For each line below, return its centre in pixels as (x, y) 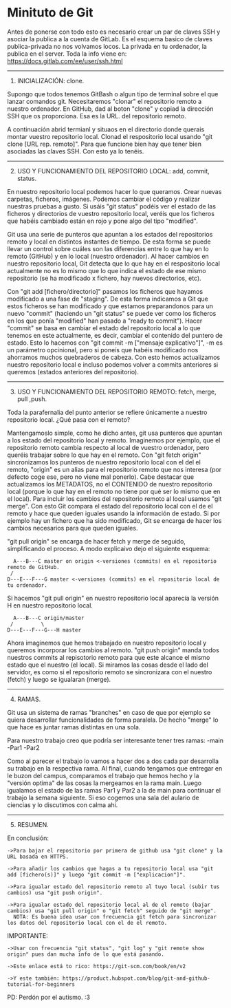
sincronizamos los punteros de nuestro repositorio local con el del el (104, 462)
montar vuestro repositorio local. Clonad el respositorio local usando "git (110, 136)
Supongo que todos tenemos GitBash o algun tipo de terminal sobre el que (113, 94)
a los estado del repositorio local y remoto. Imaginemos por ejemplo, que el (114, 440)
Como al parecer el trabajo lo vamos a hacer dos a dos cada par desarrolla (113, 761)
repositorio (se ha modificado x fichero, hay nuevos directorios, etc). (104, 278)
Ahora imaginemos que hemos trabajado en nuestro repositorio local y (107, 643)
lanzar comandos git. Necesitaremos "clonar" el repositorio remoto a (104, 101)
